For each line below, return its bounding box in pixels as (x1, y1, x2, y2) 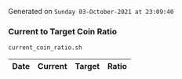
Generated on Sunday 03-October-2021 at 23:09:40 (8, 7, 174, 16)
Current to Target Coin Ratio (8, 26, 118, 37)
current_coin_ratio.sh (8, 44, 82, 52)
